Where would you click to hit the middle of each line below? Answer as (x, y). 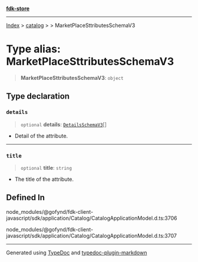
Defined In (26, 198)
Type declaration (38, 96)
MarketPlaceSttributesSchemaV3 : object (72, 78)
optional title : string (46, 167)
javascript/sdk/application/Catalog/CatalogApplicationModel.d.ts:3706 (92, 218)
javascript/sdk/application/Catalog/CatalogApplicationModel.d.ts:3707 (91, 236)
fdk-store (18, 9)
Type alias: (33, 49)
